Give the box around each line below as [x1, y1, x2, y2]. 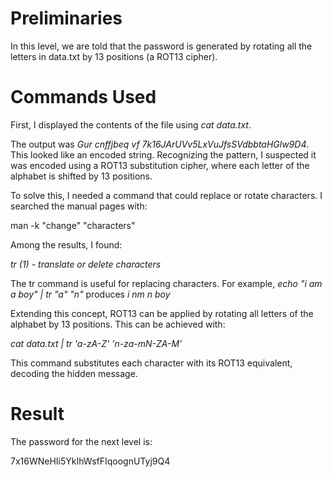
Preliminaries [10, 7, 123, 30]
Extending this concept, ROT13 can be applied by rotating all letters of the [10, 307, 314, 319]
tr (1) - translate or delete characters [10, 258, 162, 270]
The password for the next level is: [10, 435, 153, 447]
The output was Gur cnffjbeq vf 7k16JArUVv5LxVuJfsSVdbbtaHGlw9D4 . [10, 138, 310, 150]
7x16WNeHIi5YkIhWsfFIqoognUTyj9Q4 [10, 455, 171, 467]
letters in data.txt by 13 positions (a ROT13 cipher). [10, 50, 218, 62]
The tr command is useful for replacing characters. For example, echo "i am [10, 277, 323, 289]
